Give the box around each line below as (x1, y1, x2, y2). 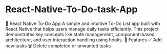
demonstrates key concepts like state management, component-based (5, 31, 155, 37)
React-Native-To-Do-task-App (5, 4, 138, 15)
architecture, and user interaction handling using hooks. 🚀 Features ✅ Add (5, 37, 162, 43)
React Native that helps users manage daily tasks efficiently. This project (5, 25, 159, 32)
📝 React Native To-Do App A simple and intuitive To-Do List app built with (5, 20, 160, 26)
